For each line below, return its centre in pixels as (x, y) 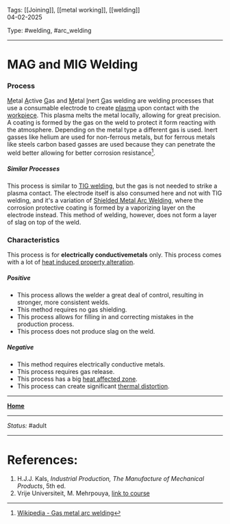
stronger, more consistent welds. (63, 302)
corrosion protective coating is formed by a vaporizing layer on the (101, 208)
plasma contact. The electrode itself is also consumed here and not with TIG (115, 193)
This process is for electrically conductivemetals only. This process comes (114, 255)
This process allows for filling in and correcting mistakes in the (105, 317)
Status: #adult (27, 426)
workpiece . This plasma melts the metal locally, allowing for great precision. (114, 115)
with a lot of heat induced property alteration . (71, 262)
